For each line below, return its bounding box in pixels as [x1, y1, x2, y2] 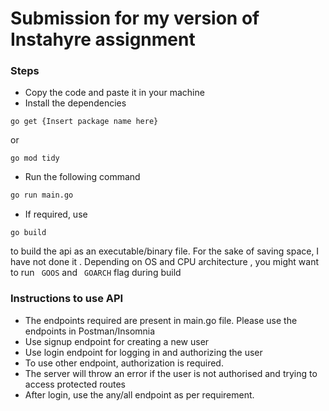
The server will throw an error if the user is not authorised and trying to [24, 367, 318, 379]
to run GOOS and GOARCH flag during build [10, 267, 182, 279]
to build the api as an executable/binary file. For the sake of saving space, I [10, 245, 320, 257]
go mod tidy [10, 153, 60, 164]
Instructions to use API [10, 292, 124, 306]
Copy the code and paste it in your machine [24, 87, 205, 99]
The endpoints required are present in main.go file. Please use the [24, 314, 298, 326]
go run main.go [10, 190, 74, 201]
